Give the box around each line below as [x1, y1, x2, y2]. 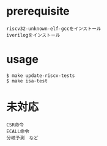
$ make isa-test [6, 78, 48, 84]
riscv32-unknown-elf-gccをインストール [6, 26, 101, 32]
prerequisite [6, 4, 70, 18]
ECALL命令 [6, 128, 29, 134]
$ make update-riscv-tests [6, 72, 75, 79]
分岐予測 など [6, 134, 39, 141]
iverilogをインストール [6, 32, 61, 38]
